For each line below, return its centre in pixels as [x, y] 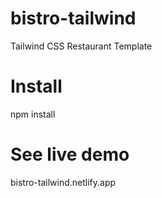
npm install [33, 114]
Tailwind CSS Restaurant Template [81, 46]
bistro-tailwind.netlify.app [63, 182]
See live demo [70, 154]
